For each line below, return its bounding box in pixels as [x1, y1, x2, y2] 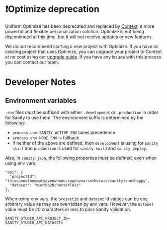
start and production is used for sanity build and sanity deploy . [12, 145, 148, 151]
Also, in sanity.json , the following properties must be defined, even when [5, 155, 157, 161]
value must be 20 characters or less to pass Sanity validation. [5, 206, 131, 212]
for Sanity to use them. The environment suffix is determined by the [5, 115, 144, 120]
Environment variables [5, 96, 77, 105]
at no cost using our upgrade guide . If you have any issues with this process [5, 54, 162, 59]
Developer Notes [5, 77, 76, 88]
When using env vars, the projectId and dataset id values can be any [5, 196, 148, 202]
